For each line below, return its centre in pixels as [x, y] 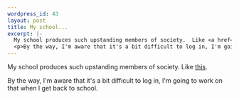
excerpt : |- [25, 34]
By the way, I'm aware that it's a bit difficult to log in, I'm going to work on [115, 81]
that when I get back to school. [53, 88]
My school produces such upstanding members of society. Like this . [107, 67]
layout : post [27, 21]
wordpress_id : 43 [33, 14]
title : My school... [38, 27]
